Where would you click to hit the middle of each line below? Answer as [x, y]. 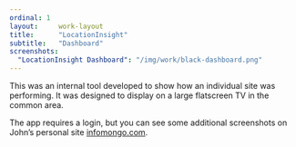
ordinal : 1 [30, 18]
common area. [36, 105]
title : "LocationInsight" [69, 34]
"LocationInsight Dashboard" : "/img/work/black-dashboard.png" [140, 60]
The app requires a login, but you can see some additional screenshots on [148, 122]
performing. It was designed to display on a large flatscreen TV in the [139, 95]
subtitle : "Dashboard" [56, 43]
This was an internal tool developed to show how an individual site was [143, 86]
